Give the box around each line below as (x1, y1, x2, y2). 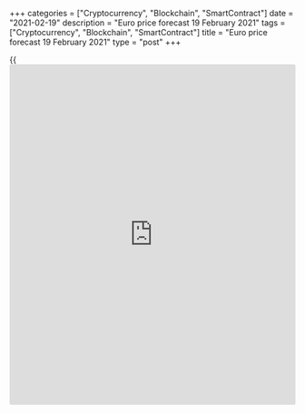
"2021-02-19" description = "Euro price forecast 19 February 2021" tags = (9, 17, 286, 28)
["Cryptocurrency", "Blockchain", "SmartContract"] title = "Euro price (9, 27, 268, 37)
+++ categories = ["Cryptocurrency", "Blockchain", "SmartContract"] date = (9, 8, 294, 18)
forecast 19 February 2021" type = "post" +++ (9, 36, 182, 47)
